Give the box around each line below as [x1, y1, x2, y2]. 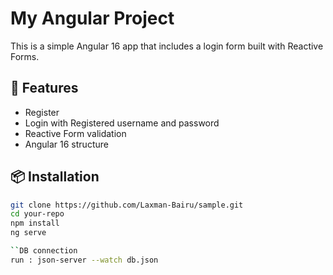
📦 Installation [10, 168, 100, 186]
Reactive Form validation [24, 127, 127, 139]
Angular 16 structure [24, 138, 109, 150]
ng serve [10, 228, 47, 238]
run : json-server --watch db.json [10, 255, 159, 265]
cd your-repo [10, 209, 65, 219]
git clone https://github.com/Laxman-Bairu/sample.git [10, 200, 244, 210]
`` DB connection [10, 246, 78, 256]
